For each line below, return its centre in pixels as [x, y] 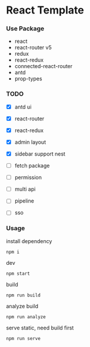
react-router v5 [33, 48]
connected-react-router [44, 66]
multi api [25, 189]
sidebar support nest [40, 154]
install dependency [29, 241]
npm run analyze [26, 317]
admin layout [30, 142]
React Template [45, 10]
